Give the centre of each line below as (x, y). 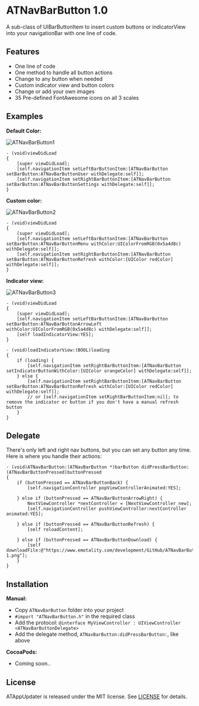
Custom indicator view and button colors (64, 85)
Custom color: (24, 200)
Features (23, 52)
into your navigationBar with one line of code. (62, 33)
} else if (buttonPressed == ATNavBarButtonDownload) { (87, 540)
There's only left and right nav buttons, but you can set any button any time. (99, 450)
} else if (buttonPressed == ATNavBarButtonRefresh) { (86, 524)
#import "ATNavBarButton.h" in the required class (75, 616)
